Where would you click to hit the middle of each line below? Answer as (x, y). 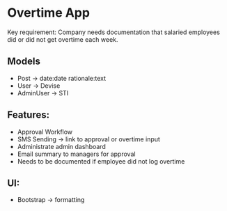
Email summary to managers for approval (76, 154)
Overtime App (49, 13)
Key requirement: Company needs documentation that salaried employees (114, 32)
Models (24, 62)
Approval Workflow (45, 132)
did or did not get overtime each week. (63, 39)
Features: (29, 115)
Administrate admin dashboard (61, 146)
